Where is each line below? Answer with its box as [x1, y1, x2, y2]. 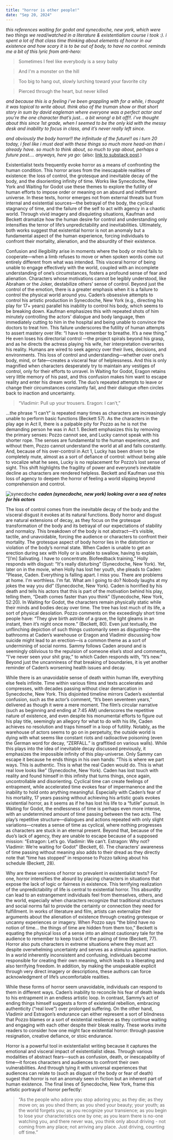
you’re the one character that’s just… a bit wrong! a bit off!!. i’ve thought [6, 114, 159, 121]
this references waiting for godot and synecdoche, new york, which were [6, 26, 161, 32]
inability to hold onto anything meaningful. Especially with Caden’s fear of [6, 789, 161, 795]
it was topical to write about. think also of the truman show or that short [6, 103, 159, 109]
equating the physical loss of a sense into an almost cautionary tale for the [6, 930, 164, 936]
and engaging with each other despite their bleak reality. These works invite [6, 1022, 166, 1028]
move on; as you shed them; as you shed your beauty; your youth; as [18, 1101, 165, 1108]
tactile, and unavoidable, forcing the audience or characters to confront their [6, 533, 168, 539]
